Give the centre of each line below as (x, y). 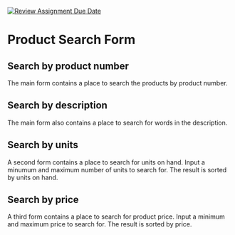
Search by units (43, 145)
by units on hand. (33, 177)
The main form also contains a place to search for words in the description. (117, 122)
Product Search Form (72, 40)
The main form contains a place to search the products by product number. (117, 83)
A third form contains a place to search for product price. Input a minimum (116, 216)
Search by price (43, 200)
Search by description (58, 106)
